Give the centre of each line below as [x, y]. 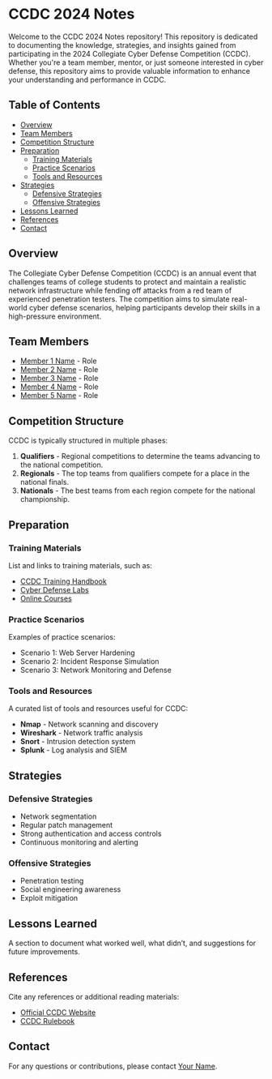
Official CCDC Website [58, 1013]
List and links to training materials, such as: [80, 565]
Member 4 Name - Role [59, 387]
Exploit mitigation [49, 898]
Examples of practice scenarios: [62, 637]
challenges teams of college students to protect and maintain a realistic [127, 281]
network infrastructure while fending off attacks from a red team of [120, 290]
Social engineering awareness [70, 889]
